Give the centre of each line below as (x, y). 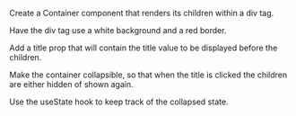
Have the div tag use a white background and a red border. (118, 30)
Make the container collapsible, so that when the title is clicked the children (148, 75)
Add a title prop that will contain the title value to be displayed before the (144, 48)
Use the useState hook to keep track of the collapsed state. (119, 102)
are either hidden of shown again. (71, 84)
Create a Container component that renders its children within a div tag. (142, 13)
